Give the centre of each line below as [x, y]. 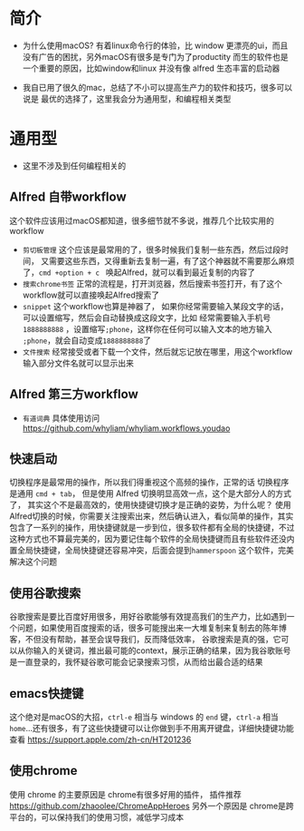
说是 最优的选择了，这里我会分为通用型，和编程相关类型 [127, 98]
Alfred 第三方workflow [74, 394]
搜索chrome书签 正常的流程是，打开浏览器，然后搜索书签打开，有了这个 [152, 283]
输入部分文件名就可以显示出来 [78, 363]
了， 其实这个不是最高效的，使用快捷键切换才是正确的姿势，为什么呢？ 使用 [150, 505]
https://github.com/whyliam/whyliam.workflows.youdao [126, 428]
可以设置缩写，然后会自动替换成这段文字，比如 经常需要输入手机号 [147, 318]
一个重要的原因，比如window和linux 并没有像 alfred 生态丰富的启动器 [151, 68]
